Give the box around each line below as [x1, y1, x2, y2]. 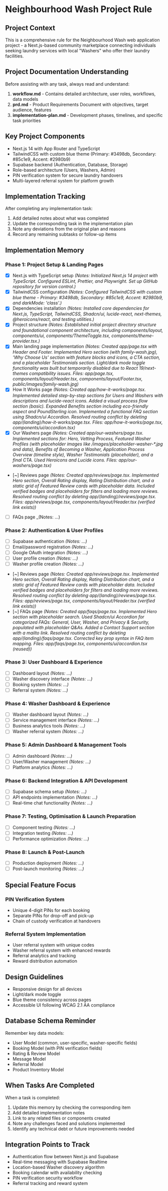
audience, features [12, 107, 52, 113]
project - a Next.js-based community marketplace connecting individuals [5, 42, 156, 48]
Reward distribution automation [12, 958, 78, 964]
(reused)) [12, 646, 32, 652]
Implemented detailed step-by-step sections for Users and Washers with [12, 392, 163, 399]
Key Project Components [5, 132, 85, 141]
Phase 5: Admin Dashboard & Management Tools [5, 742, 127, 749]
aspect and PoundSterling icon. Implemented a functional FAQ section [12, 408, 158, 414]
